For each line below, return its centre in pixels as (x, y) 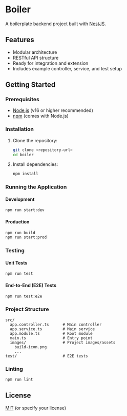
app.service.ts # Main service (52, 329)
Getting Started (30, 85)
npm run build (20, 233)
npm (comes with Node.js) (41, 116)
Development (20, 199)
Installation (20, 129)
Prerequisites (22, 100)
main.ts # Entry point (51, 338)
